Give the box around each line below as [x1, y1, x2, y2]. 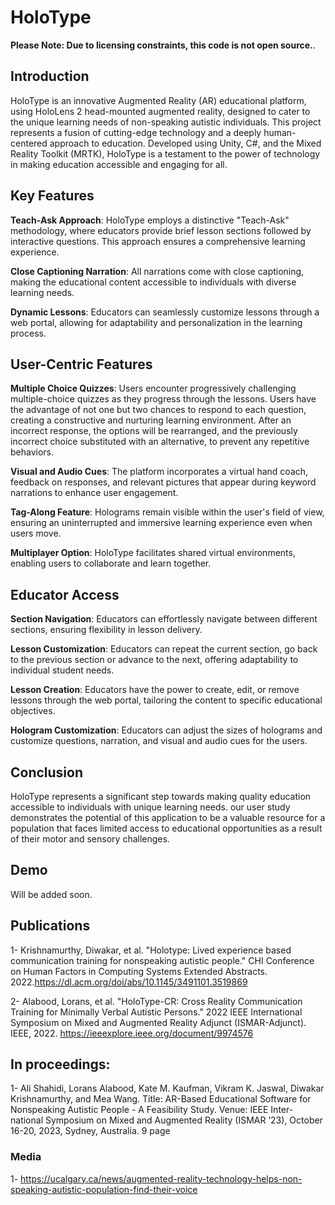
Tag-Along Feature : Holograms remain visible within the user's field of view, [10, 506, 325, 518]
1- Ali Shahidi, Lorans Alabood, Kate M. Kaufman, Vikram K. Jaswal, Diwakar [10, 1082, 325, 1095]
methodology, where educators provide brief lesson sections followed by [10, 224, 312, 236]
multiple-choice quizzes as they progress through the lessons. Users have [10, 393, 317, 405]
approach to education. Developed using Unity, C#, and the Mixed [49, 137, 322, 149]
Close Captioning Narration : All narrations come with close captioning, [10, 265, 305, 277]
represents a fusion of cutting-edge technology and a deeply [10, 126, 262, 138]
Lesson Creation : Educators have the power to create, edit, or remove [10, 684, 300, 696]
